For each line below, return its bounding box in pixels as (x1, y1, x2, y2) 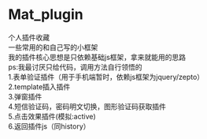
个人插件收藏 (8, 32, 50, 42)
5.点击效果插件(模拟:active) (8, 111, 96, 121)
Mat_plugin (8, 6, 84, 24)
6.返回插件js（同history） (8, 121, 91, 131)
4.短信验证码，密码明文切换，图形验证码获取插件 (8, 101, 167, 111)
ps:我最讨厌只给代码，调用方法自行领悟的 (8, 62, 142, 72)
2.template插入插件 (8, 81, 71, 92)
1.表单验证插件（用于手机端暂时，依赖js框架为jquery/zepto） (8, 72, 205, 81)
